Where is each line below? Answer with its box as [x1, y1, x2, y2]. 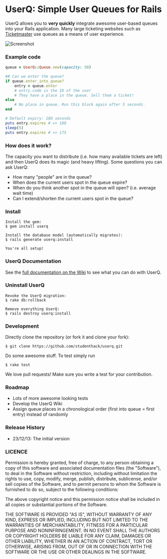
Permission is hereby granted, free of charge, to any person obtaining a [5, 460, 154, 466]
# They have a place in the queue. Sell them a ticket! [14, 92, 135, 98]
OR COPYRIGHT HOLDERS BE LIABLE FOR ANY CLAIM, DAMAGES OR [5, 533, 151, 539]
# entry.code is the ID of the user [14, 88, 92, 93]
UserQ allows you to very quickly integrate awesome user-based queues [5, 20, 158, 26]
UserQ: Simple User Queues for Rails [5, 4, 162, 15]
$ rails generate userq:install [5, 237, 73, 242]
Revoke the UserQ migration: [5, 293, 67, 298]
